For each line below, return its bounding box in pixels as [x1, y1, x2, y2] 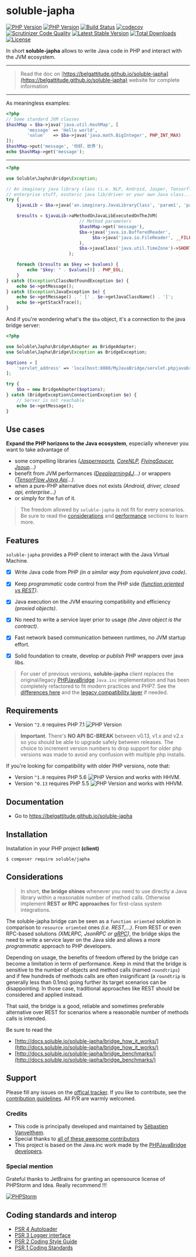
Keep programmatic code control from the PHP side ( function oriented [14, 580, 184, 587]
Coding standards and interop [6, 1210, 117, 1220]
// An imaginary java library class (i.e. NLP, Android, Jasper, [6, 186, 168, 192]
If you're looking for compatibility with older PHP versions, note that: [6, 762, 170, 770]
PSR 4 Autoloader [14, 1225, 58, 1232]
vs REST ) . [14, 587, 38, 594]
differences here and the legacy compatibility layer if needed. [20, 688, 169, 695]
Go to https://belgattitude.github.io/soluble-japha [14, 812, 133, 819]
